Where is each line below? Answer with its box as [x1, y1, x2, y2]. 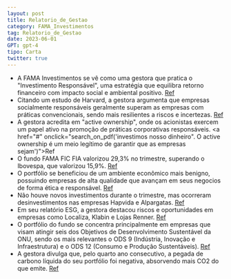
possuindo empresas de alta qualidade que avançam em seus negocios [17, 176, 221, 185]
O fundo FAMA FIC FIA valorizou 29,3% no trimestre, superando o [17, 154, 205, 163]
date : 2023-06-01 [7, 36, 57, 43]
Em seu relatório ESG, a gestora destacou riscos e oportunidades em [17, 205, 214, 214]
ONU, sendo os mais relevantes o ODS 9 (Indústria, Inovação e [17, 235, 196, 243]
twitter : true [7, 55, 48, 62]
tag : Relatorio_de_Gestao [7, 29, 81, 37]
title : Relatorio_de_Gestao [7, 17, 88, 23]
